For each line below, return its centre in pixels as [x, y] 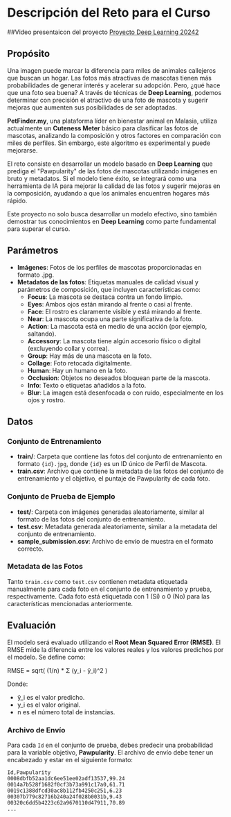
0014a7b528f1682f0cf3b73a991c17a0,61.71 [66, 784]
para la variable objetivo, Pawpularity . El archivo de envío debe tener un [110, 752]
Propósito [29, 54]
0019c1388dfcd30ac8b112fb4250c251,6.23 [65, 791]
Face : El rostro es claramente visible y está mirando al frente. [115, 311]
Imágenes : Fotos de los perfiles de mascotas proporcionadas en [109, 267]
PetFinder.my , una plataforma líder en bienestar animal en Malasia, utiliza [112, 121]
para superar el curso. [39, 229]
